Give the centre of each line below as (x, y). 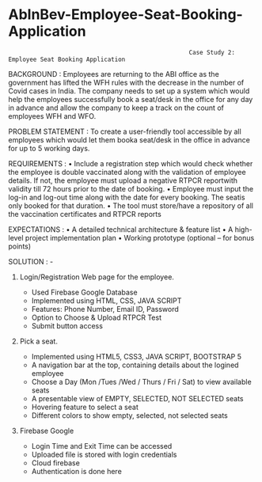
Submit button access (67, 325)
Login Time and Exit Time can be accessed (102, 446)
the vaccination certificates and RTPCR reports (85, 214)
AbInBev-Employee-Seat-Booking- (125, 15)
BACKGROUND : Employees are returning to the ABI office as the (114, 74)
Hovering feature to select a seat (85, 407)
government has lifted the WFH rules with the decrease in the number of (126, 82)
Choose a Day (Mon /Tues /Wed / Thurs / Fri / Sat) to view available (141, 381)
